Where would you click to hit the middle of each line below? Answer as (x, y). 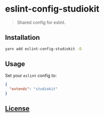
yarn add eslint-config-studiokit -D (43, 49)
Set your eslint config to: (31, 76)
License (17, 109)
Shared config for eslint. (41, 22)
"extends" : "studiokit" (33, 89)
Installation (22, 38)
